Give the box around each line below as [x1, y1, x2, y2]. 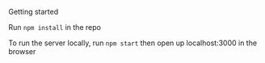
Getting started [8, 7, 59, 16]
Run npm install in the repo [8, 23, 101, 31]
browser [8, 47, 36, 56]
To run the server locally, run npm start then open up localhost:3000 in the [8, 38, 257, 48]
